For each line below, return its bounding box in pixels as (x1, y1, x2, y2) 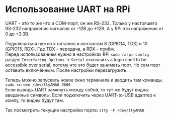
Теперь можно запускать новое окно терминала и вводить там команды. (5, 77, 163, 83)
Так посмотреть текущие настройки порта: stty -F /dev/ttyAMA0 (5, 107, 144, 113)
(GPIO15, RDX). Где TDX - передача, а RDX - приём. (5, 46, 115, 52)
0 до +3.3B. (5, 31, 30, 37)
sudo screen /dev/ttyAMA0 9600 (5, 82, 71, 87)
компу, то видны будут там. (5, 97, 64, 103)
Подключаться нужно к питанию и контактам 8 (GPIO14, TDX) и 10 (5, 40, 148, 46)
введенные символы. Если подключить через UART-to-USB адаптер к (5, 92, 156, 98)
